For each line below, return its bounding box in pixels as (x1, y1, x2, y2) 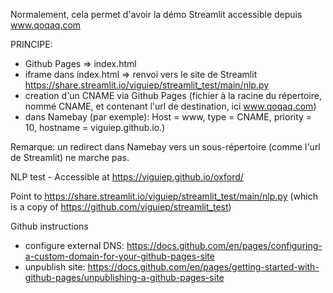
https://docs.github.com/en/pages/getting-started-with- (87, 261, 320, 273)
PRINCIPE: (10, 39, 53, 50)
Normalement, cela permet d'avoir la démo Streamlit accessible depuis (10, 9, 303, 20)
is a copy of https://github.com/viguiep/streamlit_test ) (10, 201, 232, 213)
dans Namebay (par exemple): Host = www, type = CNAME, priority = (24, 111, 313, 123)
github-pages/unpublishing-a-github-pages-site (24, 272, 225, 283)
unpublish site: (24, 261, 86, 273)
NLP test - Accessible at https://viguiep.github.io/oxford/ (10, 171, 244, 183)
